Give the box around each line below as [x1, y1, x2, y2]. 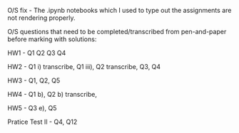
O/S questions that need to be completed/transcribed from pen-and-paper [7, 28, 227, 36]
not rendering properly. [7, 14, 76, 22]
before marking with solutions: [7, 35, 97, 43]
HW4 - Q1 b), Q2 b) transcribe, [7, 90, 98, 98]
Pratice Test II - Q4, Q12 [7, 117, 78, 126]
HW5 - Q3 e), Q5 [7, 104, 57, 112]
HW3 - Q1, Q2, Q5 [7, 76, 61, 85]
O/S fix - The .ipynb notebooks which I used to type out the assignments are [7, 6, 232, 14]
